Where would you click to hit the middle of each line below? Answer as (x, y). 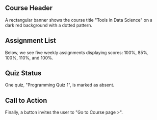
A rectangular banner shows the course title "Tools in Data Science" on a (79, 20)
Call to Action (26, 100)
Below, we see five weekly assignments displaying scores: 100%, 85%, (77, 52)
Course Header (29, 8)
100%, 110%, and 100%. (29, 58)
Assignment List (31, 41)
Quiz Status (23, 73)
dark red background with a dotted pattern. (49, 25)
